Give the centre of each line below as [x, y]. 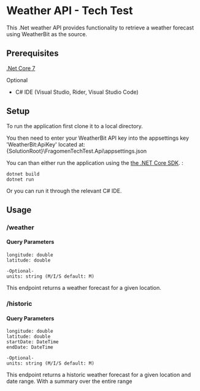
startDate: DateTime [33, 342]
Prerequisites [33, 54]
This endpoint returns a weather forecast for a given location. [84, 288]
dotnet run [20, 179]
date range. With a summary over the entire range [69, 381]
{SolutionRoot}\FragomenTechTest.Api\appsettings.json [77, 151]
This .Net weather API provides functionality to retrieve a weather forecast [100, 28]
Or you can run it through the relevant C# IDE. [64, 191]
